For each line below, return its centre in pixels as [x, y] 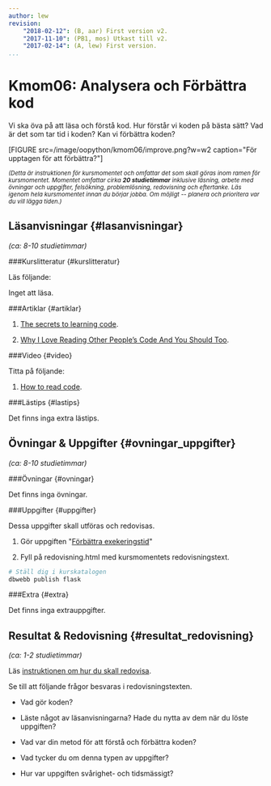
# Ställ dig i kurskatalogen [57, 572]
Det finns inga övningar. [48, 494]
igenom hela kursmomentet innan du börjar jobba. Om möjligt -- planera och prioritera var [134, 195]
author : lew [28, 16]
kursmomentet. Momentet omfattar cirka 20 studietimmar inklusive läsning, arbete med [131, 180]
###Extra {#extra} [38, 594]
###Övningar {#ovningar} [51, 479]
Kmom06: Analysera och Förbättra [128, 86]
